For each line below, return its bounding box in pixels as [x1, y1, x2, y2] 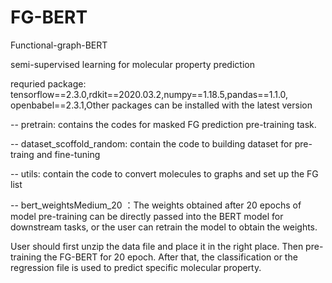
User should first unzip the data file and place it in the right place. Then [10, 240, 304, 252]
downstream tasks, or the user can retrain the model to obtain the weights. [10, 221, 318, 233]
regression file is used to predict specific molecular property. [10, 261, 262, 273]
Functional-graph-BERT [10, 39, 108, 51]
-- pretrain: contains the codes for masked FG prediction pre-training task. [10, 118, 317, 130]
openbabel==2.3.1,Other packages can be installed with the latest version [10, 99, 313, 111]
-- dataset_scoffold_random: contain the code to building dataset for [10, 137, 293, 150]
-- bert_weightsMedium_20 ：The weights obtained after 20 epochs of [10, 199, 302, 211]
